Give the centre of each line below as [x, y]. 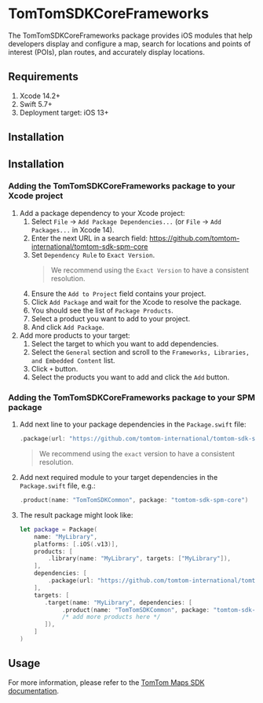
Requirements [43, 77]
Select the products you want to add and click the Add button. [130, 377]
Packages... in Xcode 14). [73, 229]
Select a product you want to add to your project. [111, 318]
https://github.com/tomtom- [194, 238]
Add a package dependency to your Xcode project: [102, 213]
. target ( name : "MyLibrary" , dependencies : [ [118, 602]
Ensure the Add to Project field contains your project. [119, 293]
